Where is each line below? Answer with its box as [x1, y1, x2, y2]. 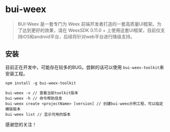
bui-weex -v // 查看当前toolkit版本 [5, 90, 78, 96]
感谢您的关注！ [5, 121, 37, 127]
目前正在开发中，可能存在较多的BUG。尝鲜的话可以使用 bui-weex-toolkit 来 [5, 64, 164, 70]
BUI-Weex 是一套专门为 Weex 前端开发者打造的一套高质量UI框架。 [17, 21, 157, 27]
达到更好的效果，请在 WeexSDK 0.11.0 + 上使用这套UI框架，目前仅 [22, 27, 161, 33]
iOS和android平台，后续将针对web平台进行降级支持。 [22, 33, 135, 39]
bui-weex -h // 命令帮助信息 [5, 96, 63, 101]
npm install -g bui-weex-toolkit [5, 80, 76, 85]
